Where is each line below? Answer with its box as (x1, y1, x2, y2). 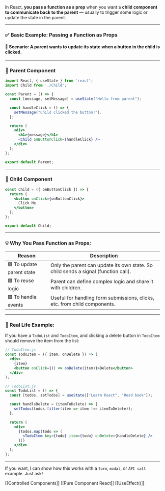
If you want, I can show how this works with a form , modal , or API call (5, 465, 146, 471)
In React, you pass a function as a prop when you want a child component (5, 4, 158, 10)
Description (90, 252, 118, 259)
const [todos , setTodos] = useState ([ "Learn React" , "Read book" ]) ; (9, 393, 153, 398)
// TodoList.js (5, 384, 36, 389)
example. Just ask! (5, 470, 43, 476)
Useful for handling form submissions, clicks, (51, 294, 155, 301)
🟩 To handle (7, 294, 37, 301)
